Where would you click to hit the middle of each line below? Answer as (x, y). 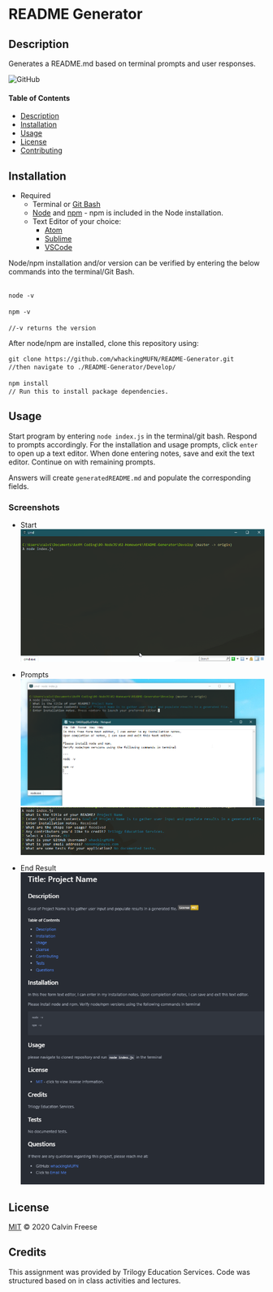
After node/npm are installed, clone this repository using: (104, 344)
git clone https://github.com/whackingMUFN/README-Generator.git (121, 359)
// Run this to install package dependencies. (89, 392)
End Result (38, 868)
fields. (19, 486)
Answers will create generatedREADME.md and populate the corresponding (130, 477)
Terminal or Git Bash (66, 205)
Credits (28, 1253)
